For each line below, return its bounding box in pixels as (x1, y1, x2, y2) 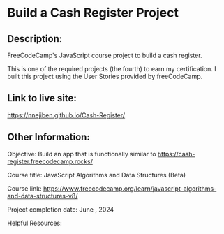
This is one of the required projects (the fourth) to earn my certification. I (7, 65, 216, 73)
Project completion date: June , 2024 (7, 205, 114, 214)
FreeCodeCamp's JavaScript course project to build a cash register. (7, 51, 202, 59)
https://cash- (157, 149, 195, 158)
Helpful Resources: (7, 219, 62, 227)
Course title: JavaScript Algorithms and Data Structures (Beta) (7, 170, 186, 179)
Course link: (7, 184, 42, 193)
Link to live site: (7, 92, 77, 104)
